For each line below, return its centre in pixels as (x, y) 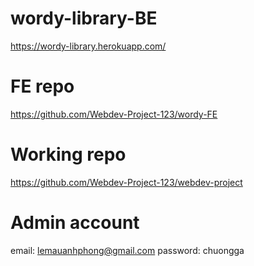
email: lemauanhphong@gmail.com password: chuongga (127, 250)
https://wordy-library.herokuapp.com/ (88, 46)
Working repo (68, 154)
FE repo (42, 86)
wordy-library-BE (84, 18)
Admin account (75, 223)
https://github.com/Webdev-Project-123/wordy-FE (114, 114)
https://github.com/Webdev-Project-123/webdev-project (126, 182)
